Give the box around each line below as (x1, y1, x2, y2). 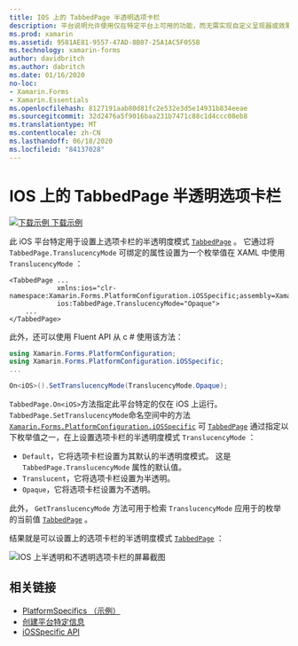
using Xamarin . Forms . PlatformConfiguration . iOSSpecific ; (9, 357, 224, 366)
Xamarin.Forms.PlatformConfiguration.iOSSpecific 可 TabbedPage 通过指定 (9, 421, 281, 431)
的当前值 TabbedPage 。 (9, 514, 93, 524)
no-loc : (9, 79, 38, 88)
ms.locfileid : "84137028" (9, 145, 105, 154)
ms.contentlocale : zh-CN (9, 129, 101, 138)
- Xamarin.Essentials (9, 95, 90, 105)
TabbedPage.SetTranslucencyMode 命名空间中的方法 (9, 410, 191, 421)
